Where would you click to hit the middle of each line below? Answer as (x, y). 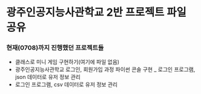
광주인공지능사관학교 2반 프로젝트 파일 (96, 12)
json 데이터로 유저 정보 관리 (48, 77)
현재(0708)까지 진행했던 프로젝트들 (55, 48)
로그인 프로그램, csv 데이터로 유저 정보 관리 (66, 84)
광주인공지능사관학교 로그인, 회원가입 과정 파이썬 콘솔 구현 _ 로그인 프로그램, (105, 69)
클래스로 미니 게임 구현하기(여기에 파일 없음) (67, 62)
